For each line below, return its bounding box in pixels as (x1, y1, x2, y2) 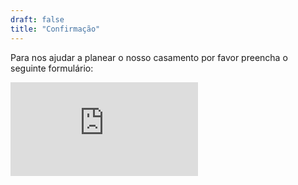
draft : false (10, 14, 65, 25)
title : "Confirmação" (10, 24, 101, 34)
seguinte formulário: (10, 62, 94, 74)
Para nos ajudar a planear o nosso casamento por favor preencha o (10, 51, 288, 63)
